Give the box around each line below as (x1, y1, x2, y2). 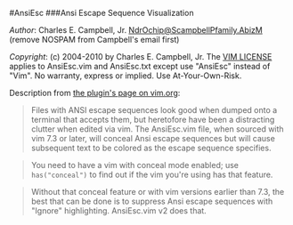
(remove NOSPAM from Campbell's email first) (9, 35, 180, 44)
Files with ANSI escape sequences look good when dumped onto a (30, 105, 278, 115)
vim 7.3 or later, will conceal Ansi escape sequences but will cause (30, 133, 276, 143)
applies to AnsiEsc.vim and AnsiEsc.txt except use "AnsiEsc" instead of (9, 61, 271, 71)
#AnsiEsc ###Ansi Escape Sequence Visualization (9, 8, 194, 18)
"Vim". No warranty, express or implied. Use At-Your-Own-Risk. (9, 70, 242, 81)
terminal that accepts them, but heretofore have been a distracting (30, 115, 275, 125)
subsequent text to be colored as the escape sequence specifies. (30, 142, 272, 153)
